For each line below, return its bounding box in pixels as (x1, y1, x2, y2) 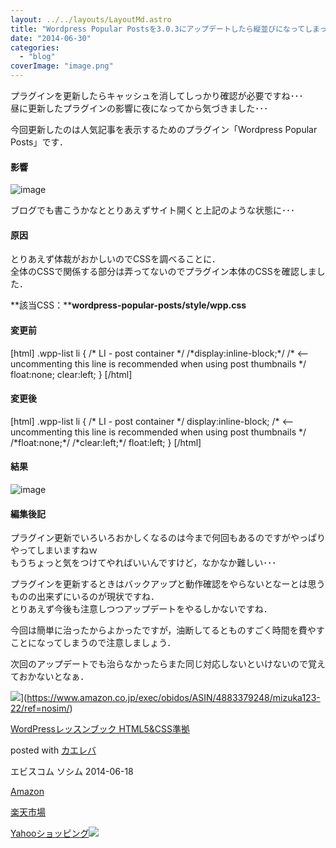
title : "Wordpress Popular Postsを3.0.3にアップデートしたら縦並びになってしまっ (10, 24, 328, 34)
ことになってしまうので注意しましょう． (10, 637, 177, 649)
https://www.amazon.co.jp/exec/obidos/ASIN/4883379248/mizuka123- (26, 692, 321, 704)
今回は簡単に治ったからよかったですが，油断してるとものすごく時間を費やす (10, 624, 325, 636)
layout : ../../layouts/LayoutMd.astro (10, 14, 172, 25)
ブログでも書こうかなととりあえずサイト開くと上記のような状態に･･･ (10, 204, 295, 216)
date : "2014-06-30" (10, 33, 92, 43)
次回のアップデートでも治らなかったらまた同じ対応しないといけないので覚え (10, 658, 326, 670)
